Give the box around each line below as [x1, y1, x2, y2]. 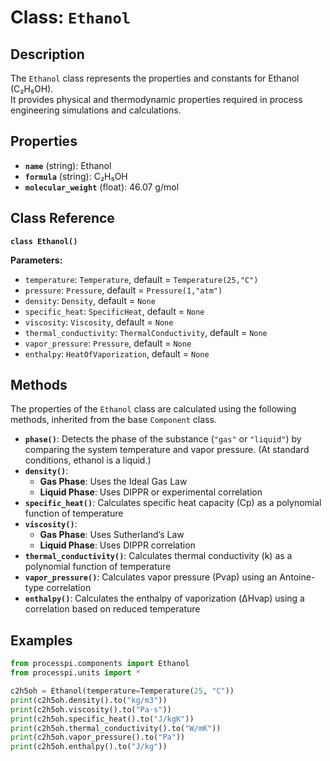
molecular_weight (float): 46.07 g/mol [24, 181, 180, 193]
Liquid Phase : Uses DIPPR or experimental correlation [39, 486, 263, 498]
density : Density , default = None [24, 294, 156, 306]
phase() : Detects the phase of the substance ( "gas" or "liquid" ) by [24, 433, 302, 445]
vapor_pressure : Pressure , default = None [24, 337, 192, 349]
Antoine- [279, 571, 316, 583]
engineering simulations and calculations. [10, 104, 182, 116]
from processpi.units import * [10, 668, 141, 678]
